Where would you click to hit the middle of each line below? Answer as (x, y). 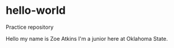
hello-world (36, 10)
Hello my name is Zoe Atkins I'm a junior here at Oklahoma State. (87, 38)
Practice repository (30, 27)
